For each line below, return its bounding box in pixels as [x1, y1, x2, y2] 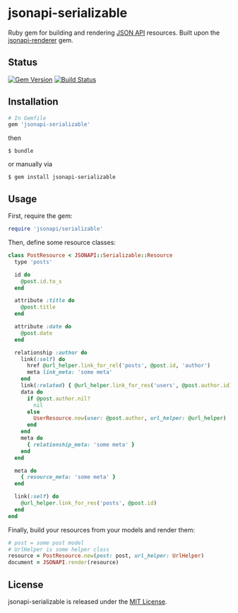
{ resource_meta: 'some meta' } [20, 474, 116, 481]
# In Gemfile [8, 115, 47, 122]
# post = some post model [8, 539, 84, 546]
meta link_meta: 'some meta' [26, 369, 113, 376]
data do [20, 388, 43, 396]
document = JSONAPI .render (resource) [8, 559, 119, 566]
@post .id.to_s [20, 277, 62, 285]
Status [8, 57, 38, 69]
